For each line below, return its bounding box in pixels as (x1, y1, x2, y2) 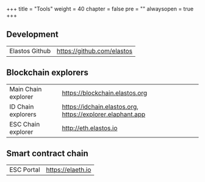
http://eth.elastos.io (62, 123, 118, 132)
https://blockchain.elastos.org (62, 89, 148, 97)
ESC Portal (9, 166, 41, 174)
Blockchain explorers (6, 67, 88, 78)
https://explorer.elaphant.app (62, 110, 146, 118)
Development (6, 29, 59, 40)
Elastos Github (9, 46, 51, 55)
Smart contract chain (6, 148, 88, 159)
